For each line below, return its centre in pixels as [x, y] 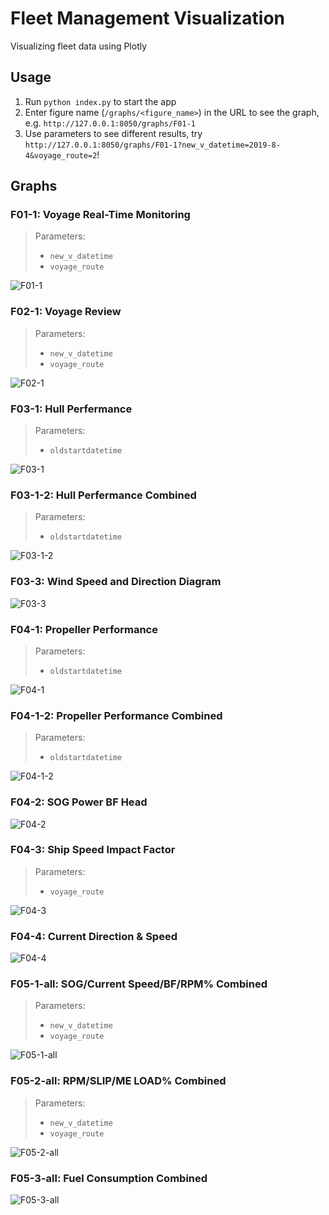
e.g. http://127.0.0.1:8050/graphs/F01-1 [110, 123]
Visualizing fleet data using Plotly [79, 46]
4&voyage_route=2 [61, 155]
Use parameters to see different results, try [113, 133]
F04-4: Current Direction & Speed [94, 936]
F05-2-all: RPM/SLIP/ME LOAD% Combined [118, 1081]
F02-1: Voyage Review [66, 312]
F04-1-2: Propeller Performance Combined [116, 715]
